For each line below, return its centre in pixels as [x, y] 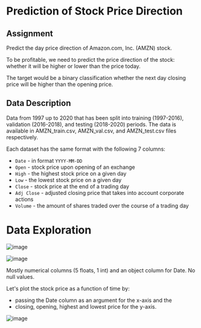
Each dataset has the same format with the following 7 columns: [86, 149]
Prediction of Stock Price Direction [94, 11]
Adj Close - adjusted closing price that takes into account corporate [99, 192]
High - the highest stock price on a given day [71, 173]
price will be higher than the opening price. [60, 84]
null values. [21, 277]
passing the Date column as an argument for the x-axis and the [93, 300]
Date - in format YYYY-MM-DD [49, 160]
